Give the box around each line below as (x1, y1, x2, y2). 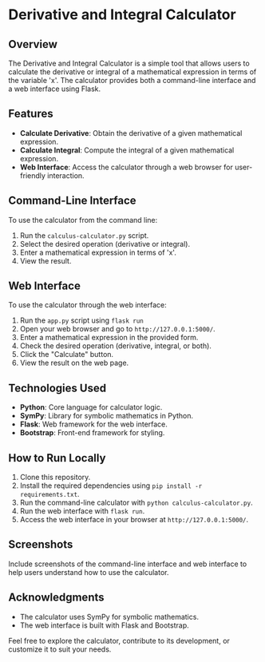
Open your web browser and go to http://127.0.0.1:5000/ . (19, 324, 216, 334)
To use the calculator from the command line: (8, 215, 158, 224)
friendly (19, 170, 46, 180)
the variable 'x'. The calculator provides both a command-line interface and (8, 76, 256, 85)
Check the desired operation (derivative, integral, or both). (19, 341, 212, 351)
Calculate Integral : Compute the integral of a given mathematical (19, 145, 235, 155)
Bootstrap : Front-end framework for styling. (19, 428, 165, 438)
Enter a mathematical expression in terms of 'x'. (19, 248, 177, 257)
